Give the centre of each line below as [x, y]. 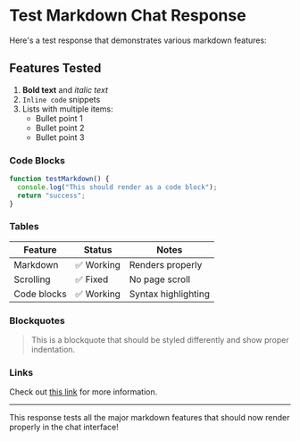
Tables [24, 227]
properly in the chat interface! [64, 427]
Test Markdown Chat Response [128, 16]
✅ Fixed [92, 279]
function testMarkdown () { [59, 179]
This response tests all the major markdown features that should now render [150, 418]
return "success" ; [52, 196]
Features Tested [55, 68]
